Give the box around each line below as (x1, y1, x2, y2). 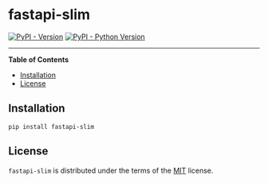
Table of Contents (8, 54, 69, 64)
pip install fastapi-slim (8, 123, 94, 130)
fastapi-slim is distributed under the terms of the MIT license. (8, 165, 214, 175)
